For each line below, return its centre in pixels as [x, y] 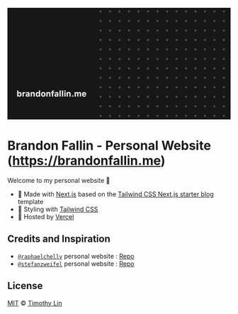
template [30, 201]
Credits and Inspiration [59, 239]
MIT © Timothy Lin [35, 303]
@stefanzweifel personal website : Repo [76, 264]
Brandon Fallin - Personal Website [109, 146]
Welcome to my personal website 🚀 [59, 180]
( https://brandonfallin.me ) [86, 161]
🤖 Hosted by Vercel [46, 216]
